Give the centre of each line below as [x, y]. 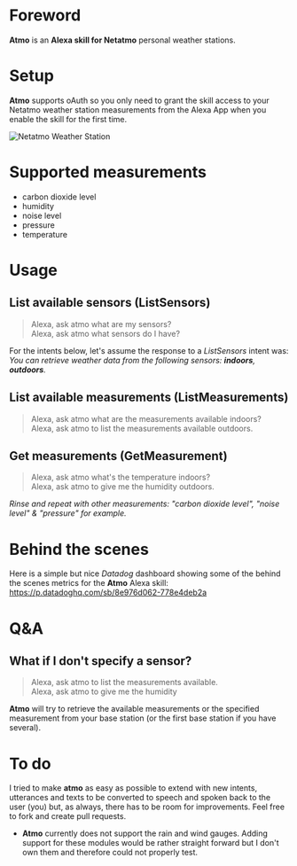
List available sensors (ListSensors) [110, 303]
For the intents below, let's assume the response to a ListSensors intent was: [149, 350]
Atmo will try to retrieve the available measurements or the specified [134, 709]
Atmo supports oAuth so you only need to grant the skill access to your [140, 100]
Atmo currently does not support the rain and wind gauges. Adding [145, 833]
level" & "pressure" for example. [68, 513]
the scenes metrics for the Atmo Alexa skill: [89, 583]
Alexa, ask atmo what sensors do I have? [105, 333]
